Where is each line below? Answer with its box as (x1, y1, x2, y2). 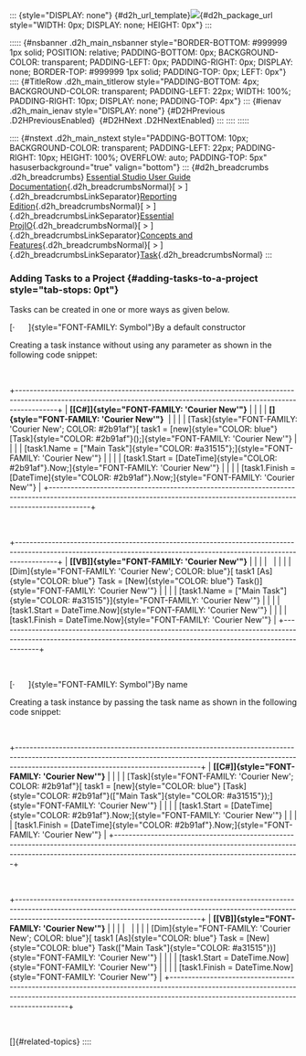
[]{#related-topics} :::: (9, 1036, 92, 1047)
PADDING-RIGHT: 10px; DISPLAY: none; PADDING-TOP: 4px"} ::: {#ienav (9, 96, 281, 106)
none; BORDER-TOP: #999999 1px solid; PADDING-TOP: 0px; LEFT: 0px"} (9, 67, 287, 77)
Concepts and (140, 229, 194, 240)
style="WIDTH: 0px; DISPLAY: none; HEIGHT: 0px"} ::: (9, 19, 213, 30)
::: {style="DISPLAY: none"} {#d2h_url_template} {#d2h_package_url (9, 10, 273, 20)
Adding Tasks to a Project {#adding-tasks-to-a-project (9, 272, 259, 284)
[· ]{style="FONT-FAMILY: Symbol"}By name (9, 679, 188, 690)
